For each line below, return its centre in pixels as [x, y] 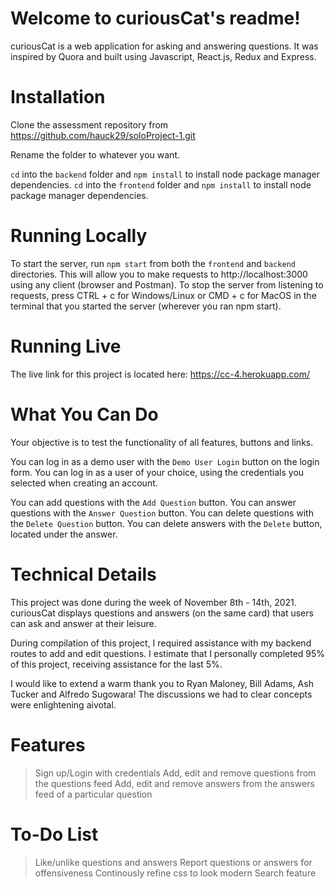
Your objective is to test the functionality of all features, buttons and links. [162, 442]
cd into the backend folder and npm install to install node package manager [165, 174]
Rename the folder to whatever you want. [95, 154]
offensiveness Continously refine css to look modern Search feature [175, 873]
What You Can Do [84, 414]
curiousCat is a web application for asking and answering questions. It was [164, 46]
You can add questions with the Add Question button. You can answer [153, 502]
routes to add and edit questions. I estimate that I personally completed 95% [168, 653]
